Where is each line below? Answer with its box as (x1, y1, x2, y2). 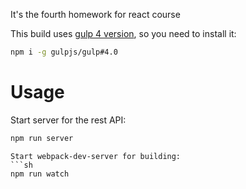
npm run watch (10, 169, 70, 179)
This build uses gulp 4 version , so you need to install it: (10, 28, 237, 39)
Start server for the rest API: (10, 114, 127, 126)
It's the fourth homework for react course (10, 9, 181, 20)
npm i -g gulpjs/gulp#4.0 (10, 47, 118, 57)
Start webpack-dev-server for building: (10, 151, 182, 161)
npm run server (10, 133, 74, 143)
